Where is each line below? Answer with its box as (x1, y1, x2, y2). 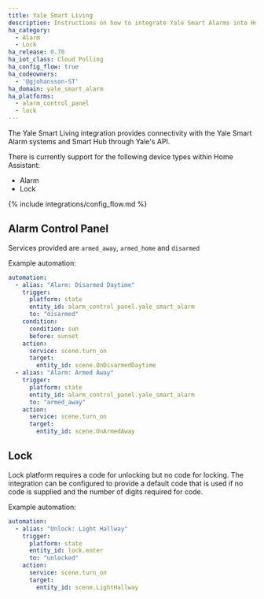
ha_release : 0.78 (8, 48, 65, 56)
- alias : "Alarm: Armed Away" (15, 369, 114, 377)
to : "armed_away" (28, 398, 86, 406)
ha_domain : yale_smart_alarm (8, 84, 104, 93)
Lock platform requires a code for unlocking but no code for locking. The (8, 470, 244, 479)
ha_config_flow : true (8, 63, 79, 71)
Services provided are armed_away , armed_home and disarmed (8, 243, 200, 252)
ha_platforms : (8, 92, 55, 100)
